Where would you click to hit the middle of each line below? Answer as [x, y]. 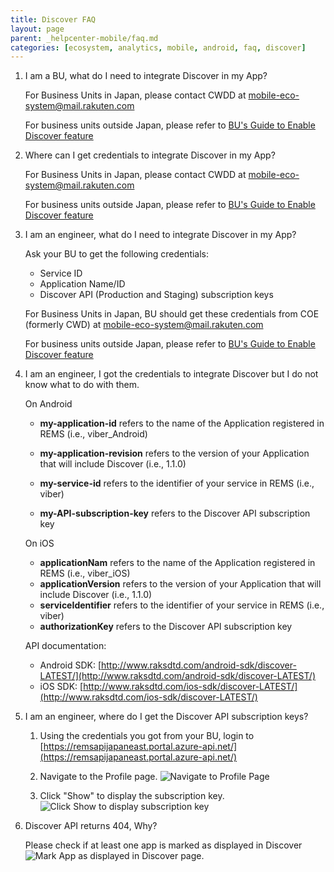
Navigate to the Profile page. [98, 777]
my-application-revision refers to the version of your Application [174, 453]
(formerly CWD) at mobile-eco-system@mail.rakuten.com [144, 325]
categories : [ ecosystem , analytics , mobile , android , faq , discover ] [158, 47]
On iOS [39, 543]
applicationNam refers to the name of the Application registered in [177, 563]
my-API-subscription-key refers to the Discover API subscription [175, 513]
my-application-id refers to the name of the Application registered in [182, 423]
